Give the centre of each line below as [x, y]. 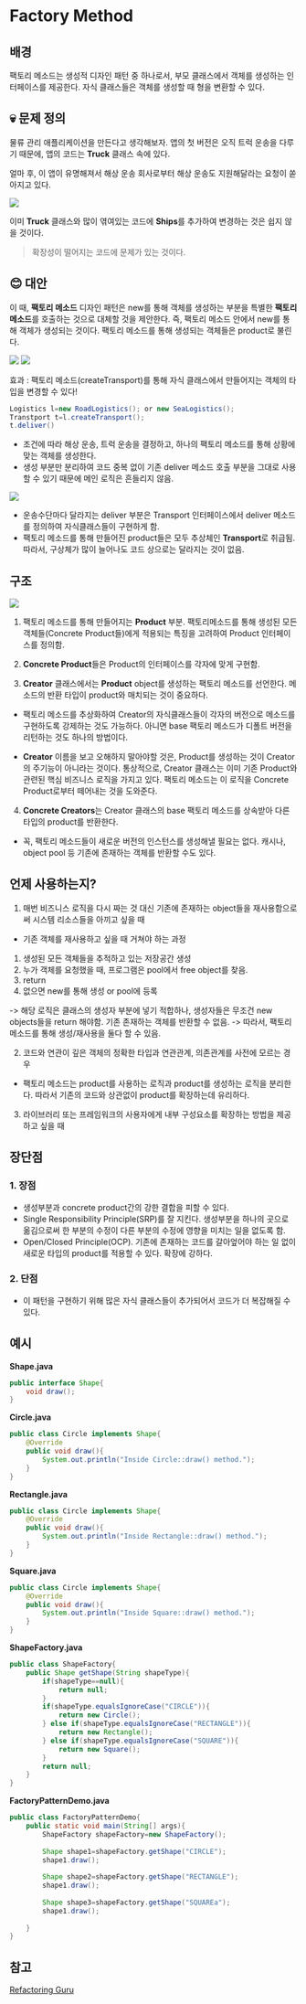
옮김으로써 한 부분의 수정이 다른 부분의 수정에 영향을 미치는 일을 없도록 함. [154, 1230]
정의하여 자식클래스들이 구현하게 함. [96, 527]
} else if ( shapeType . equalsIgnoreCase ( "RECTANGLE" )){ [147, 1724]
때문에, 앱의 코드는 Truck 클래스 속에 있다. [95, 154]
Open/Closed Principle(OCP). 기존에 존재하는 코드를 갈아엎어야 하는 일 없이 [159, 1242]
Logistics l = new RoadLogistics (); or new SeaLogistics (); [122, 409]
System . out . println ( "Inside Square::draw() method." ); [149, 1613]
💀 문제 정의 [38, 118]
